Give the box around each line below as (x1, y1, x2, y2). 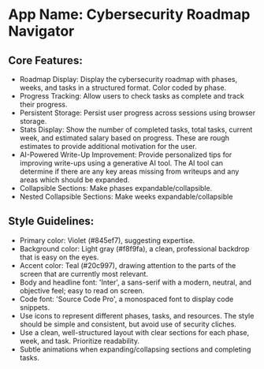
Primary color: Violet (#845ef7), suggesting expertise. (19, 235, 195, 245)
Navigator (8, 22, 75, 40)
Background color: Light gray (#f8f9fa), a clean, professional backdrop (19, 244, 250, 253)
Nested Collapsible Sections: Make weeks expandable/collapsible (19, 192, 233, 201)
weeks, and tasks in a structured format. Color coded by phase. (19, 83, 227, 92)
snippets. (19, 302, 50, 312)
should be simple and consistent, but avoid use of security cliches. (19, 319, 236, 329)
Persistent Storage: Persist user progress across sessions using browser (19, 108, 256, 117)
